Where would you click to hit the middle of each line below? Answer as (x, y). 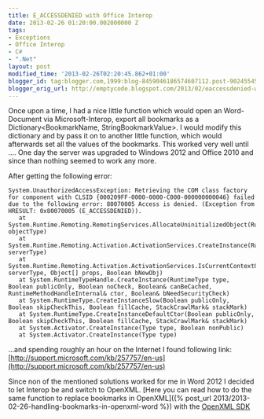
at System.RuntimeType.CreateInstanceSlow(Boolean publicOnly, (124, 301)
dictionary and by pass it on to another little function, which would (115, 136)
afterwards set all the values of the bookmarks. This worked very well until (128, 144)
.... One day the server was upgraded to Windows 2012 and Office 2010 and (131, 153)
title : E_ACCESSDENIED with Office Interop (81, 15)
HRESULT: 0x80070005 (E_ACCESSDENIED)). (75, 211)
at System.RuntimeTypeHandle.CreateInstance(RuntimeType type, (124, 280)
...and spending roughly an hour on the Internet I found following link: (120, 350)
